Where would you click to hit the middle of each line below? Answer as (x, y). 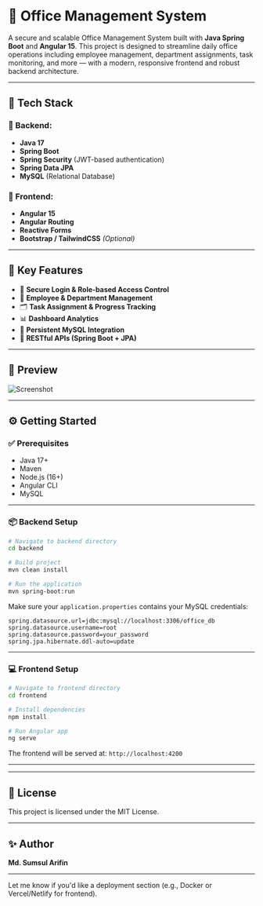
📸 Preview (33, 370)
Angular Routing (47, 221)
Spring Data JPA (47, 167)
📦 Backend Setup (43, 522)
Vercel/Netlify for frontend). (53, 893)
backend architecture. (44, 71)
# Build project (34, 563)
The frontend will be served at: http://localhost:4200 (95, 754)
